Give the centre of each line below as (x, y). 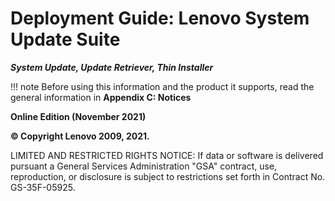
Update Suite (65, 39)
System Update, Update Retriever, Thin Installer (112, 67)
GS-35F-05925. (43, 187)
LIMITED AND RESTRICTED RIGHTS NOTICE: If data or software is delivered (167, 155)
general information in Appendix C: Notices (101, 97)
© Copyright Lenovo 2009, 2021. (80, 136)
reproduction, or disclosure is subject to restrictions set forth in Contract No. (168, 176)
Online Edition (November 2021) (78, 116)
